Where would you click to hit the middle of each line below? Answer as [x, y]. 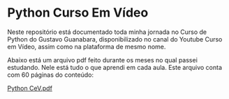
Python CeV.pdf [30, 88]
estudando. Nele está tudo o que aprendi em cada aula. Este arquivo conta [114, 67]
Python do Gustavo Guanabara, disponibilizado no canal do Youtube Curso [115, 39]
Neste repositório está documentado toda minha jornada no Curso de [107, 32]
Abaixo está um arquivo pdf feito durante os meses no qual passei [102, 60]
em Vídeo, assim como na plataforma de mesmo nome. [87, 46]
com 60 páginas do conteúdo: [51, 75]
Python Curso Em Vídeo [78, 13]
